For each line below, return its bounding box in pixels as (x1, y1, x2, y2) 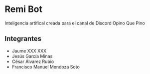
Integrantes (4, 34, 42, 43)
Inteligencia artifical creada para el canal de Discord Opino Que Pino (4, 20, 145, 26)
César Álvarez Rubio (11, 58, 54, 64)
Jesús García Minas (11, 53, 53, 59)
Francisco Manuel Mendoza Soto (11, 63, 80, 69)
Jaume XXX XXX (11, 47, 47, 53)
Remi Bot (4, 3, 43, 15)
